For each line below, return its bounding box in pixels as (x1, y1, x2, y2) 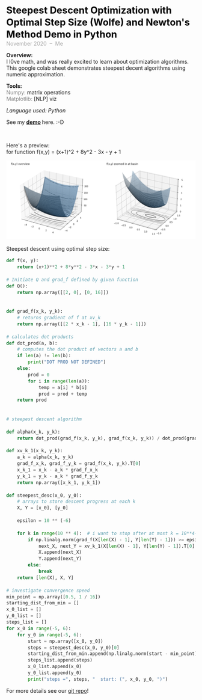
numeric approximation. (6, 71, 65, 78)
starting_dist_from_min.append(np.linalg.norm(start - (28, 651, 168, 657)
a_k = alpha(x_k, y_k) (17, 454, 74, 461)
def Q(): (6, 283, 28, 289)
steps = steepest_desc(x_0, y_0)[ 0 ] (28, 645, 120, 651)
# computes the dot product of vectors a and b (17, 346, 138, 352)
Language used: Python (6, 107, 66, 114)
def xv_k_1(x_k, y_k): (6, 448, 63, 454)
